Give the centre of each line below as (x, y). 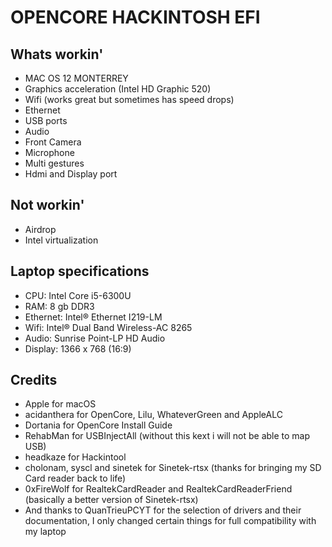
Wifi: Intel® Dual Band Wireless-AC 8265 (108, 327)
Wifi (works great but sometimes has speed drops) (129, 99)
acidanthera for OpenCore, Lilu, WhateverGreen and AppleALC (153, 415)
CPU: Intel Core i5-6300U (78, 295)
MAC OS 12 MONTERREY (76, 78)
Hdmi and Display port (71, 174)
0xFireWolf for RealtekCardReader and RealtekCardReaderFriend (158, 489)
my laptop (45, 532)
